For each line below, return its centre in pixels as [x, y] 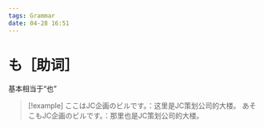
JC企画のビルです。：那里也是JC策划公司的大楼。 [123, 116]
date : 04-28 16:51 [39, 23]
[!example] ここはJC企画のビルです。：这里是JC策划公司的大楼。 [134, 106]
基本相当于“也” [33, 89]
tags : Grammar [32, 16]
